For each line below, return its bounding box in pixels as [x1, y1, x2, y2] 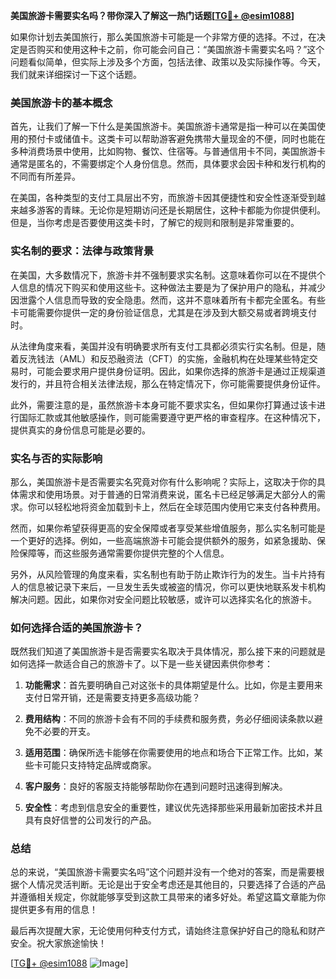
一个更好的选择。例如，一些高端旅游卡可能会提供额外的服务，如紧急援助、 [10, 534, 317, 546]
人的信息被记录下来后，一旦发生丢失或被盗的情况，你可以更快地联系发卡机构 [10, 580, 326, 593]
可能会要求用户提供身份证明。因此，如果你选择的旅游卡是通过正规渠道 [36, 365, 326, 377]
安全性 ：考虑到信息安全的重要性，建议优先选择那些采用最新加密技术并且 [24, 802, 323, 814]
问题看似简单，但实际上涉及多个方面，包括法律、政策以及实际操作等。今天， [10, 56, 326, 68]
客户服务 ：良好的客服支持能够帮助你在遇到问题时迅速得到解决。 [24, 780, 288, 793]
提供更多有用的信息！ [10, 904, 98, 916]
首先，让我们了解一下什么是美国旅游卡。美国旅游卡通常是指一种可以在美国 [10, 120, 317, 133]
